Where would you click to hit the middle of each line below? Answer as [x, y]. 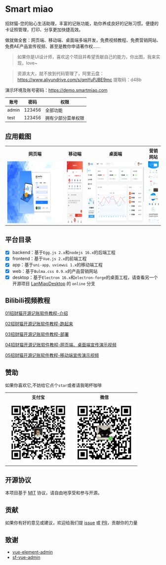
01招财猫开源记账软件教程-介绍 [37, 313]
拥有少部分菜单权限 [65, 118]
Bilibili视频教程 [28, 301]
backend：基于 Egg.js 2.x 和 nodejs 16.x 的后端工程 [64, 253]
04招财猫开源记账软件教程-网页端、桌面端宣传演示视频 [61, 345]
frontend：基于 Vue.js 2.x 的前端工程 [49, 259]
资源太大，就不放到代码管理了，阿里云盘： [61, 73]
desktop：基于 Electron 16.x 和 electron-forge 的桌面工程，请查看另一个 [85, 277]
